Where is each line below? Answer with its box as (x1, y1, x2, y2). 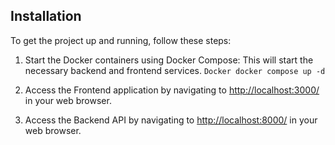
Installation (10, 8, 82, 25)
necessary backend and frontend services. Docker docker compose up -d (24, 64, 326, 76)
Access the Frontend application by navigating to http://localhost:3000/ (24, 84, 320, 96)
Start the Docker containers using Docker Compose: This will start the (24, 54, 314, 66)
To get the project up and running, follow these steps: (10, 34, 232, 46)
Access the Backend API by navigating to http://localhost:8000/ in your (24, 114, 318, 126)
